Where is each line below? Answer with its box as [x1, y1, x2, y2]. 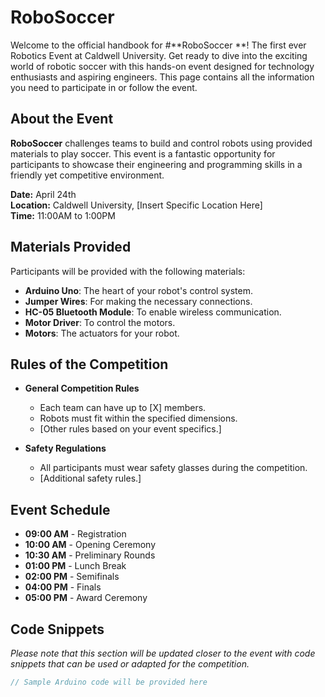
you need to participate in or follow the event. [10, 81, 198, 93]
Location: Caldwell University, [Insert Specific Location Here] [10, 199, 263, 211]
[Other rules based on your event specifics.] [39, 423, 222, 435]
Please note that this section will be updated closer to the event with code [10, 647, 316, 659]
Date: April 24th [10, 188, 77, 200]
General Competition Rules [24, 382, 140, 395]
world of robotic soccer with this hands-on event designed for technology [10, 60, 315, 72]
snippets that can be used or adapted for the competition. [10, 658, 250, 670]
